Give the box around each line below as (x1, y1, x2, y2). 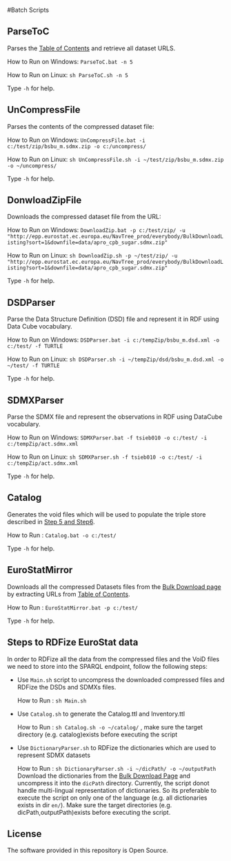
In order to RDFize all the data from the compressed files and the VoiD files (7, 654, 219, 663)
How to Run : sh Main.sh (17, 696, 87, 705)
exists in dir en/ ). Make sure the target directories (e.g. (17, 800, 172, 809)
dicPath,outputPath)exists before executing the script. (17, 808, 171, 816)
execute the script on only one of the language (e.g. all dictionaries (17, 793, 208, 802)
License (7, 828, 42, 840)
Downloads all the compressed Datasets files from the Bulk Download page (7, 582, 222, 591)
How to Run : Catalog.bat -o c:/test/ (7, 530, 117, 539)
